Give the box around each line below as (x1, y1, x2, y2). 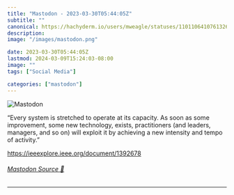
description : (7, 29, 45, 37)
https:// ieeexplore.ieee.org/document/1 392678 (7, 149, 141, 157)
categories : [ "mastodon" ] (7, 81, 82, 88)
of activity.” (7, 135, 40, 143)
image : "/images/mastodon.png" (7, 36, 98, 43)
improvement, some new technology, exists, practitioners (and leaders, (7, 120, 211, 129)
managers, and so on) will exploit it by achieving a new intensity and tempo (7, 128, 223, 136)
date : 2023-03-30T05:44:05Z (7, 49, 89, 56)
